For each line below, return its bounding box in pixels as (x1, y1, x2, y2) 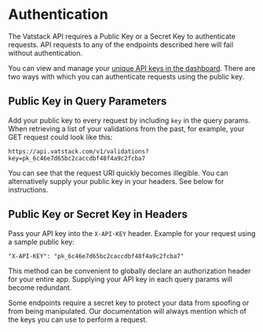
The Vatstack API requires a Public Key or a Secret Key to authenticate (8, 31, 236, 41)
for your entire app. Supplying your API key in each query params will (8, 274, 233, 284)
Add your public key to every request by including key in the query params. (8, 116, 251, 125)
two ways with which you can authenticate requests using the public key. (8, 72, 245, 81)
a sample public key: (8, 237, 75, 246)
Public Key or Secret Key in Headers (8, 208, 188, 221)
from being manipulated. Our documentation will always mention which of (8, 306, 247, 315)
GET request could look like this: (8, 132, 113, 142)
